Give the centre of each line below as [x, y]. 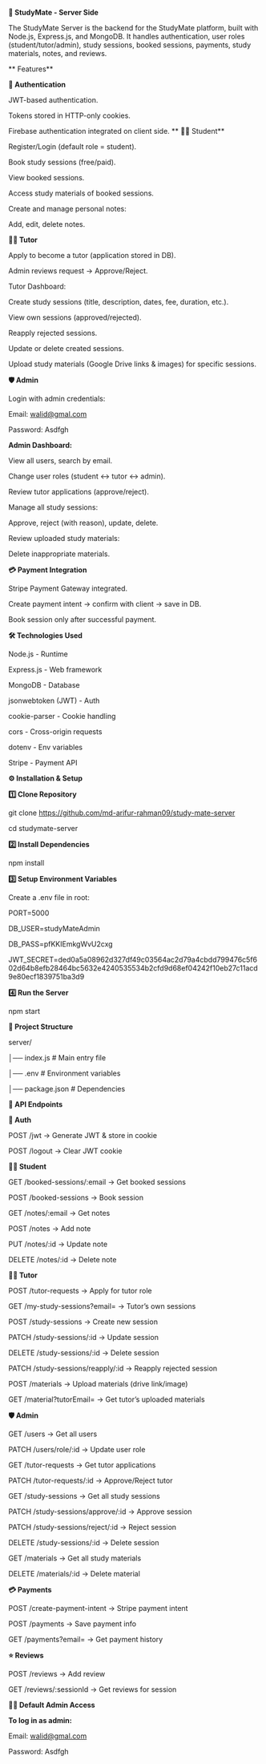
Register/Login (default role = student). [73, 147]
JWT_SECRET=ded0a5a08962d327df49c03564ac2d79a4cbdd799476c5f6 [133, 959]
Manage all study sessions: [53, 507]
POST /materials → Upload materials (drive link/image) [98, 1384]
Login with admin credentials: [57, 398]
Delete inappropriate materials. [59, 554]
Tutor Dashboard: [37, 286]
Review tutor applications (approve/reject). [79, 492]
